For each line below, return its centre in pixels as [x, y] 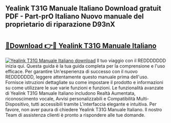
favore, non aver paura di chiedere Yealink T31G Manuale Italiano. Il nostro [84, 109]
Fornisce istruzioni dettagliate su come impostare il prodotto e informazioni [84, 82]
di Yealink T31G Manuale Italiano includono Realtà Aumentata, [70, 93]
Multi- [143, 99]
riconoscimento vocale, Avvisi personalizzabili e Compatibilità [70, 99]
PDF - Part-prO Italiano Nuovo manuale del [75, 17]
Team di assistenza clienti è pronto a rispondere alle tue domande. [76, 115]
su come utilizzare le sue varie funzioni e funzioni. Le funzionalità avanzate [84, 88]
